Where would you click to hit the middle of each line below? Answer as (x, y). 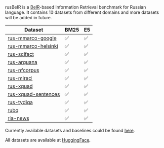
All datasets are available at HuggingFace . (48, 140)
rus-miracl (20, 78)
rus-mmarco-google (32, 38)
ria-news (19, 118)
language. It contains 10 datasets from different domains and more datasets (82, 12)
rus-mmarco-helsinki (33, 46)
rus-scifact (21, 54)
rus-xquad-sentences (34, 94)
